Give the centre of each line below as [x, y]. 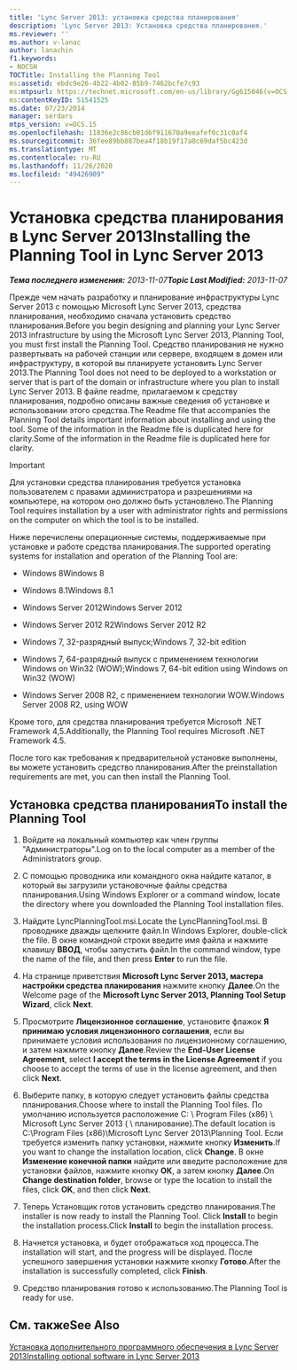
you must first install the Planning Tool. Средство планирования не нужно [146, 344]
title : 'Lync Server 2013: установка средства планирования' [125, 17]
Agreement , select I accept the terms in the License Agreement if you [152, 1059]
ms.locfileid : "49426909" [57, 174]
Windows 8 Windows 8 [63, 574]
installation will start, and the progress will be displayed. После [137, 1252]
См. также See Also [64, 1325]
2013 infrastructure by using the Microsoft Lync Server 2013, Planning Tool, [147, 335]
